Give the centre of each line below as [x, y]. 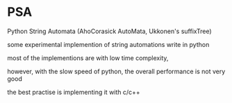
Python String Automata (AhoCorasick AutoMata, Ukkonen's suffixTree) [109, 31]
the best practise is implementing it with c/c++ [74, 92]
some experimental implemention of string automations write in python [108, 44]
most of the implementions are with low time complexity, [88, 58]
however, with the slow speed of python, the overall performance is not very [116, 71]
